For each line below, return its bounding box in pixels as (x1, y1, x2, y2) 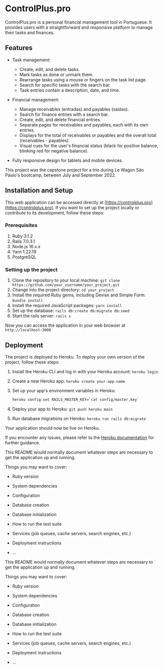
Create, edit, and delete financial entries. (19, 116, 102, 123)
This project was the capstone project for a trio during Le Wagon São (5, 167, 144, 173)
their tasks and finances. (5, 29, 55, 35)
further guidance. (5, 439, 41, 445)
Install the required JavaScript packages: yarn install (12, 303, 122, 309)
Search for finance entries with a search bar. (19, 111, 109, 117)
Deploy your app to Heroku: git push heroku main (12, 406, 113, 412)
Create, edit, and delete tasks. (19, 66, 80, 72)
